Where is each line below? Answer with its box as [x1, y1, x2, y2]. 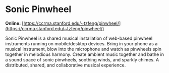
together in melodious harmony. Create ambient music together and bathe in [5, 51, 164, 57]
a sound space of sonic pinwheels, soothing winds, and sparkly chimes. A [5, 56, 159, 62]
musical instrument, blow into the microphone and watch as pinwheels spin [5, 46, 162, 52]
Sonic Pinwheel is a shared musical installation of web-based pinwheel [5, 35, 153, 41]
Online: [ [5, 20, 24, 26]
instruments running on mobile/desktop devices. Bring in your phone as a [5, 40, 158, 46]
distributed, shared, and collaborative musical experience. [5, 62, 126, 68]
